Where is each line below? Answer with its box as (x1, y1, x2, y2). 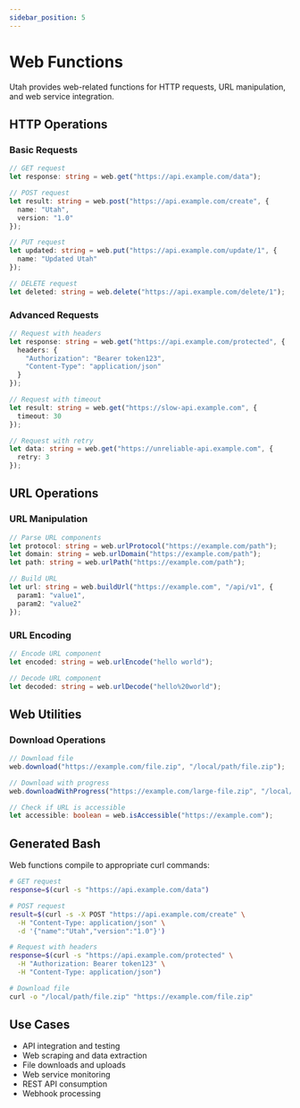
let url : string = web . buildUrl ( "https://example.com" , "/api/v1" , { (9, 583, 274, 592)
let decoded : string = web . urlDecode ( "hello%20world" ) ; (9, 682, 221, 691)
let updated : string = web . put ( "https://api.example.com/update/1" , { (9, 246, 278, 255)
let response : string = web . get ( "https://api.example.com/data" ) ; (9, 172, 262, 182)
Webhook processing (21, 1088, 101, 1099)
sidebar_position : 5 (9, 13, 87, 22)
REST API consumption (21, 1078, 108, 1089)
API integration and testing (21, 1041, 121, 1052)
